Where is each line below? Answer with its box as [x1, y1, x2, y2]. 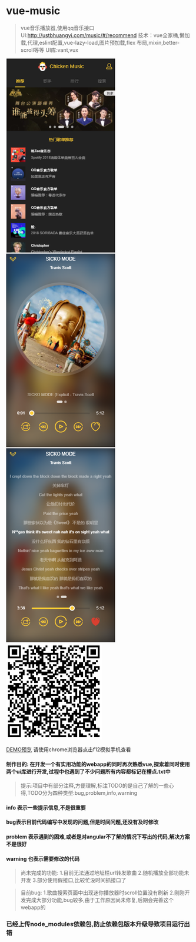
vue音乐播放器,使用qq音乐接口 [20, 24, 95, 31]
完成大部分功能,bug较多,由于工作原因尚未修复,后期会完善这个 [25, 897, 174, 904]
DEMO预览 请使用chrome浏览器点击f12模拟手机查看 [6, 746, 131, 753]
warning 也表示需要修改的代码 [6, 855, 80, 862]
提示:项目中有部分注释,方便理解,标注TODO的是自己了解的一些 [20, 782, 170, 790]
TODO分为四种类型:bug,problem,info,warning [27, 790, 138, 797]
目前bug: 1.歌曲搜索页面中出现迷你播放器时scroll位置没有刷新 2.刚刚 [20, 889, 185, 896]
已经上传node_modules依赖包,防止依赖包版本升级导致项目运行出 [6, 920, 190, 928]
